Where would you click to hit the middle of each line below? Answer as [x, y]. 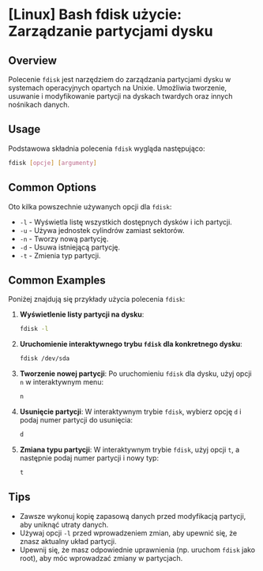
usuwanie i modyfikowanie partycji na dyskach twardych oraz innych [120, 96]
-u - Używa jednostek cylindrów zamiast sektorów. [102, 230]
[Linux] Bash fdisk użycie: [95, 15]
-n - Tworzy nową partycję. [64, 239]
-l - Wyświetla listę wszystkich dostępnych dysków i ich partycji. [126, 222]
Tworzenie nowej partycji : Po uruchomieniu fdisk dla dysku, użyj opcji [135, 374]
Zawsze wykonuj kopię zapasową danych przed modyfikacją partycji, [133, 516]
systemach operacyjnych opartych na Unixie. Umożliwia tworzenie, [118, 88]
